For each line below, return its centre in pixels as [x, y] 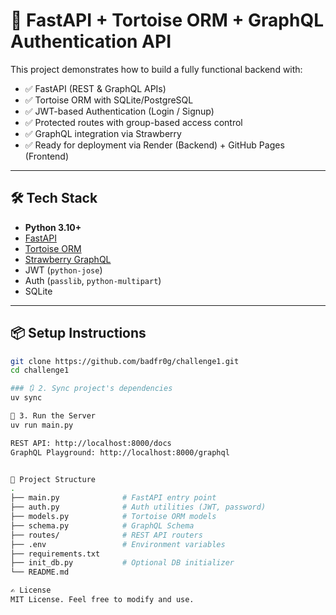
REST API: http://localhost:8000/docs [91, 443]
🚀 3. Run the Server [53, 416]
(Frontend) [47, 156]
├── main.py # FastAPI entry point [113, 498]
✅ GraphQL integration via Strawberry [103, 133]
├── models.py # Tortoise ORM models [113, 517]
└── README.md [40, 572]
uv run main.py [42, 425]
